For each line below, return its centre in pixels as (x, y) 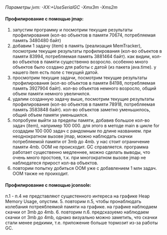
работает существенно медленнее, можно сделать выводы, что (81, 152)
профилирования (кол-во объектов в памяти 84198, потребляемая (84, 83)
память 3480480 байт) (37, 41)
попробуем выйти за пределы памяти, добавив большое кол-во (81, 120)
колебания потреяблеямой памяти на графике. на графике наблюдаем (81, 207)
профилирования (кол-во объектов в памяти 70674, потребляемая (84, 35)
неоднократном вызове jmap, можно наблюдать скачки (72, 136)
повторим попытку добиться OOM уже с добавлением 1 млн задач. (84, 168)
